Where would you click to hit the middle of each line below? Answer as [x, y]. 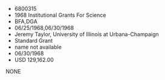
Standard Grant [33, 41]
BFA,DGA [26, 21]
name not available [38, 47]
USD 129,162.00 [34, 60]
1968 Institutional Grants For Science [60, 15]
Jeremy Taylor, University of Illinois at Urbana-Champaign [87, 34]
